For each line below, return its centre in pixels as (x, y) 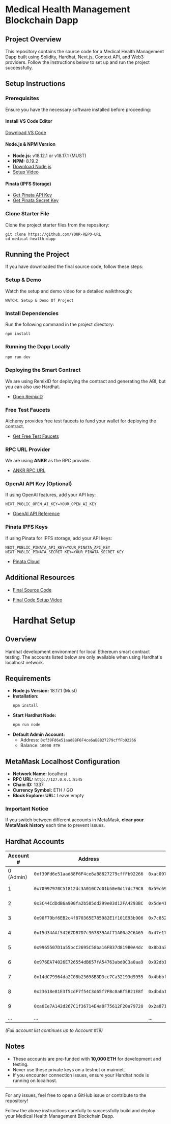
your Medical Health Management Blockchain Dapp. (60, 1116)
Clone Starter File (27, 214)
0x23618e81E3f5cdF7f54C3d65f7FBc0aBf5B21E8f (89, 992)
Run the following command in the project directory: (60, 324)
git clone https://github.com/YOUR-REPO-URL (53, 234)
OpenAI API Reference (36, 514)
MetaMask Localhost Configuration (63, 761)
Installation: (26, 696)
